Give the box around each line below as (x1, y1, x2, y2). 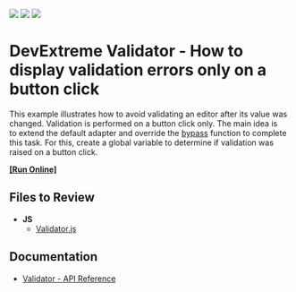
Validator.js (35, 223, 77, 234)
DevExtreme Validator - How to (9, 41, 244, 62)
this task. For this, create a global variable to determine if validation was (9, 137, 275, 148)
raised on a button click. (9, 146, 98, 157)
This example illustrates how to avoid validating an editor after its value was (9, 108, 288, 119)
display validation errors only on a (9, 60, 266, 81)
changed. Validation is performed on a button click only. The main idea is (9, 117, 278, 129)
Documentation (9, 249, 98, 264)
